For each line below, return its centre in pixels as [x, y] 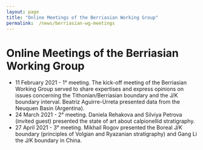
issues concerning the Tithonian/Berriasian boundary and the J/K [96, 96]
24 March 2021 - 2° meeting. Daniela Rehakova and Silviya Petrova [98, 115]
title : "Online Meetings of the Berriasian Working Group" [82, 18]
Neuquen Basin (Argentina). [50, 108]
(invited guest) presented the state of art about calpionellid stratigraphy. [105, 121]
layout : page [23, 12]
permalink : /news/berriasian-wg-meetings [61, 23]
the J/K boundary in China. [48, 140]
